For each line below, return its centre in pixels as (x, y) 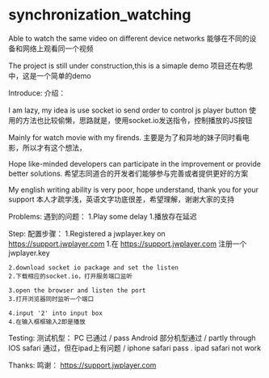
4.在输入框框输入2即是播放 (47, 321)
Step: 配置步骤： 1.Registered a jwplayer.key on (87, 233)
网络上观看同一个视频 (58, 48)
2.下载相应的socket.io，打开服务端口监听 (71, 276)
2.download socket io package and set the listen (94, 268)
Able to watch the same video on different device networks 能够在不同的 (129, 38)
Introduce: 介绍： (37, 93)
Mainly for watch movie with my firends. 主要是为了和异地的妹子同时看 (126, 137)
